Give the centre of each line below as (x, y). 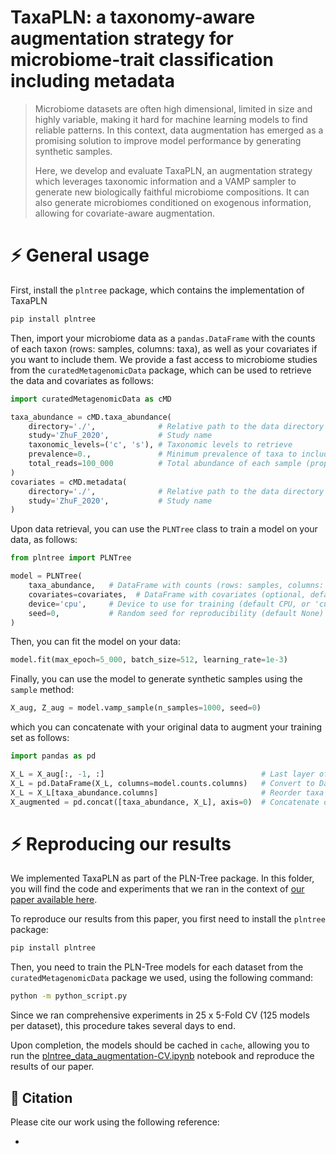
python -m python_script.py (69, 996)
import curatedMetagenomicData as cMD (91, 399)
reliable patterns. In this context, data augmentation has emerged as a (179, 130)
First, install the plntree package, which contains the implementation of (157, 290)
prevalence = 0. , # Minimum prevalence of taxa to (163, 454)
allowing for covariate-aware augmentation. (125, 213)
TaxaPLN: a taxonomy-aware (133, 17)
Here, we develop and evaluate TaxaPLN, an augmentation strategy (173, 170)
